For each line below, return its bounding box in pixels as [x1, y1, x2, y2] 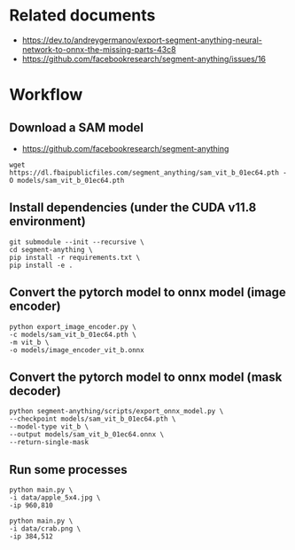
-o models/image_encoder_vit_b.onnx [9, 345, 144, 355]
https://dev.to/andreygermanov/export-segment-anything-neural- [21, 35, 263, 45]
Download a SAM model [9, 120, 144, 135]
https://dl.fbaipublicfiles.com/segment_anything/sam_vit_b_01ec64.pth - [9, 168, 288, 177]
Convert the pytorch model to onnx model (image [9, 285, 286, 300]
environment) [9, 214, 86, 229]
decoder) [9, 383, 62, 398]
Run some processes [9, 462, 128, 477]
